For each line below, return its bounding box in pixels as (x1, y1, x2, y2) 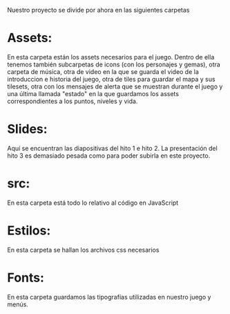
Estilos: (7, 223, 51, 238)
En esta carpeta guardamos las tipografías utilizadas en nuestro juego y (7, 293, 211, 301)
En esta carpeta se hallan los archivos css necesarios (7, 246, 160, 254)
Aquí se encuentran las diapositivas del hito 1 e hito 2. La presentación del (7, 144, 218, 152)
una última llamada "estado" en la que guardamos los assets (7, 89, 180, 98)
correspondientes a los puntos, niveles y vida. (7, 97, 138, 105)
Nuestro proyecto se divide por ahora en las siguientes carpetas (7, 6, 190, 14)
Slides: (7, 121, 48, 137)
